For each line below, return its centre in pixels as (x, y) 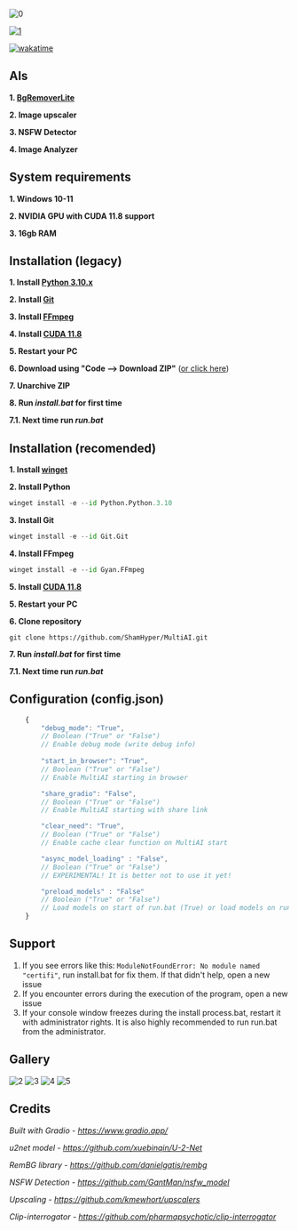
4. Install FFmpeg (42, 553)
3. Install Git (32, 520)
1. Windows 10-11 (41, 198)
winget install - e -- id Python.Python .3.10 (91, 503)
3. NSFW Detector (43, 132)
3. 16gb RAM (33, 233)
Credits (30, 1109)
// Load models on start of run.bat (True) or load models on (158, 908)
